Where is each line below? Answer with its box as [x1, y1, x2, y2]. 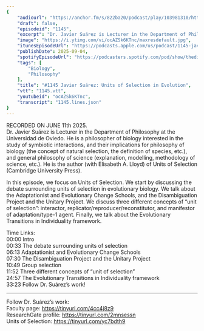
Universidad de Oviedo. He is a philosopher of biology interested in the [6, 134, 184, 142]
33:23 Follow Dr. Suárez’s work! [6, 281, 86, 288]
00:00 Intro [6, 235, 35, 243]
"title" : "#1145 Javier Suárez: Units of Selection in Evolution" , [17, 83, 191, 89]
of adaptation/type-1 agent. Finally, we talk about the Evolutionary [6, 211, 171, 218]
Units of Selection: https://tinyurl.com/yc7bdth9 [6, 317, 126, 325]
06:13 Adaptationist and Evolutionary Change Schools [6, 248, 141, 256]
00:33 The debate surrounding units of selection [6, 242, 128, 249]
